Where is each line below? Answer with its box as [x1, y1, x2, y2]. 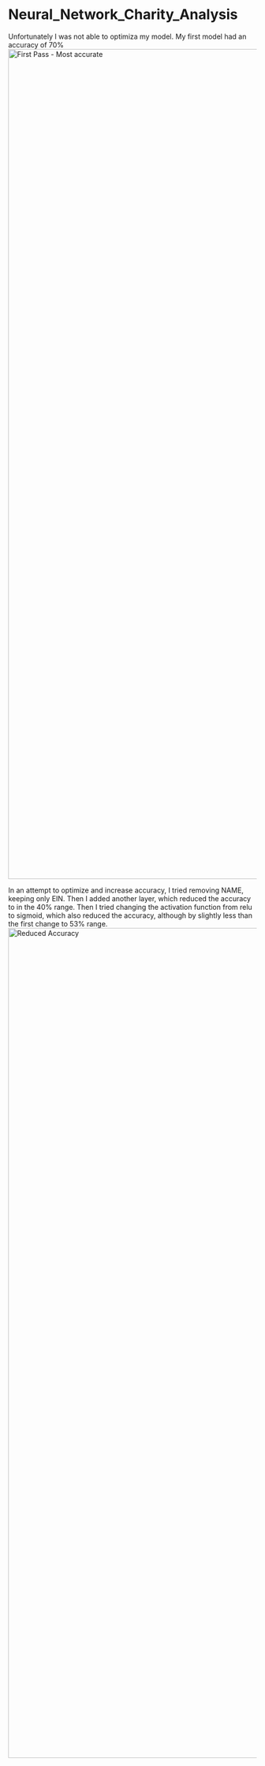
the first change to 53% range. [8, 919, 108, 928]
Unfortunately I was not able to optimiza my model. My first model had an [8, 32, 247, 41]
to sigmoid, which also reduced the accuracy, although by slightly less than [8, 911, 252, 920]
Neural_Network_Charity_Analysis [8, 6, 238, 24]
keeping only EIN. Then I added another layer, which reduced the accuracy [8, 893, 251, 903]
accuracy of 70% [8, 40, 65, 49]
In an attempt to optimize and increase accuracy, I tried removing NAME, [8, 885, 244, 895]
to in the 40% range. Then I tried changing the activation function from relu [8, 902, 252, 911]
